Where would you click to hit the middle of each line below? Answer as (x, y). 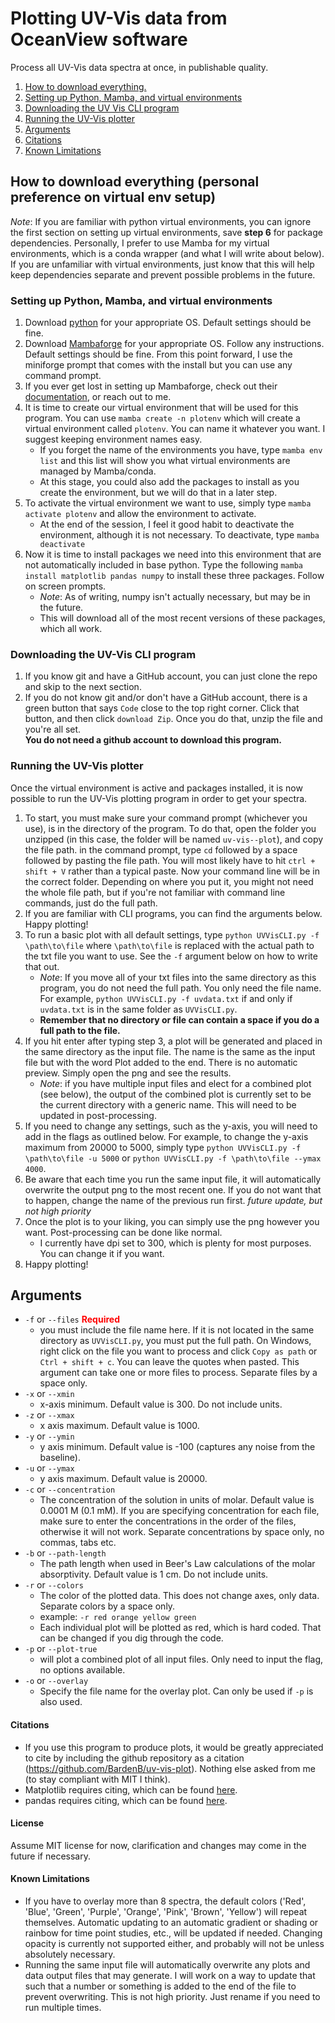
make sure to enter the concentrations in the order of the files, (168, 1521)
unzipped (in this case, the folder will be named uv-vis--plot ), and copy (174, 839)
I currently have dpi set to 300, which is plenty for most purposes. (175, 1243)
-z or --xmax (49, 1415)
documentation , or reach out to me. (98, 397)
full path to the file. (80, 1030)
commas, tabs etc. (78, 1543)
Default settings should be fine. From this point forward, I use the (158, 354)
